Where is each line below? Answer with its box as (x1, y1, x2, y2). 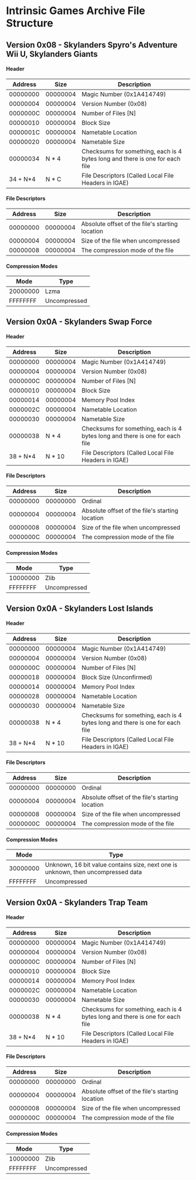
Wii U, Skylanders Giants (6, 49, 98, 59)
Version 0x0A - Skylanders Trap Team (6, 898, 148, 908)
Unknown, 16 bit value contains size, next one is (45, 861, 178, 869)
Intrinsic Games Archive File (6, 4, 146, 18)
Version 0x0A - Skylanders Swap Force (6, 316, 153, 326)
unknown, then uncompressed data (45, 868, 142, 877)
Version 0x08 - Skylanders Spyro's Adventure (6, 40, 178, 50)
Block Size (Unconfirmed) (81, 673, 153, 681)
